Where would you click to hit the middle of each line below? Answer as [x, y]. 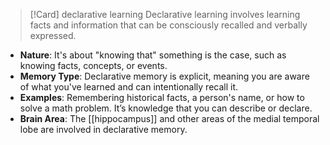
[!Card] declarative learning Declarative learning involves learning [165, 14]
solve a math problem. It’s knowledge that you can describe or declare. [166, 108]
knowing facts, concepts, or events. [93, 65]
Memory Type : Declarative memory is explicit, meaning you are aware [164, 76]
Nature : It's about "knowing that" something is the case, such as [153, 55]
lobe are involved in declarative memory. [103, 129]
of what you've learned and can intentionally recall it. [129, 87]
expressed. [53, 35]
